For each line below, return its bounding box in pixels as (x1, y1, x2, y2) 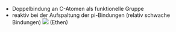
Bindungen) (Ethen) (11, 19, 68, 26)
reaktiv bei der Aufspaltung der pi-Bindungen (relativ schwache (11, 11, 171, 19)
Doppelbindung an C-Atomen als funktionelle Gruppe (11, 5, 144, 12)
